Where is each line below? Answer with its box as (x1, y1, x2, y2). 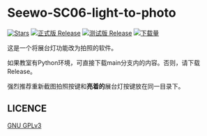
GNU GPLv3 (7, 121, 42, 130)
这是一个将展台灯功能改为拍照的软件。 (7, 43, 117, 52)
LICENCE (7, 103, 47, 114)
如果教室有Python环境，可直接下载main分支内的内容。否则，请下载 (7, 58, 201, 67)
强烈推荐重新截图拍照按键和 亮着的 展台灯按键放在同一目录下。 (7, 82, 185, 90)
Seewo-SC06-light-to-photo (7, 5, 176, 21)
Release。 (7, 67, 37, 75)
